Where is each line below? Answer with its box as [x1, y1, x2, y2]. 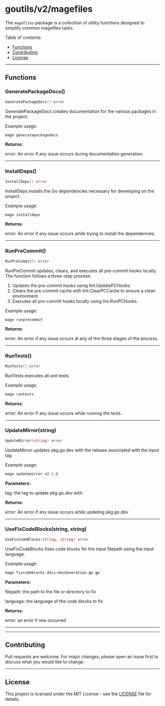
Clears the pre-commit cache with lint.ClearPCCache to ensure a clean [12, 288, 156, 293]
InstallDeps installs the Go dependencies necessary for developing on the [5, 188, 155, 194]
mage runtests [5, 391, 34, 397]
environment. [12, 293, 39, 299]
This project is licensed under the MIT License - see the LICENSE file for [5, 691, 151, 697]
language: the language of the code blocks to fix [5, 598, 103, 604]
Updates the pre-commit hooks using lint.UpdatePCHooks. [12, 282, 132, 289]
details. [5, 696, 20, 702]
